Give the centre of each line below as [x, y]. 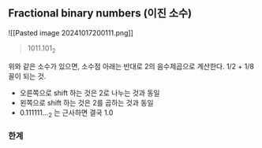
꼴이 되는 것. [27, 76]
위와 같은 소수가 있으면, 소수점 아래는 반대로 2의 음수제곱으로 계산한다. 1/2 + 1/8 [131, 66]
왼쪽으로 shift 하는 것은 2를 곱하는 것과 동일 [86, 102]
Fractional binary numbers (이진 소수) [100, 13]
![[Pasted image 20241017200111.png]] [71, 32]
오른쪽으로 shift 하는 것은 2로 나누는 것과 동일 [90, 93]
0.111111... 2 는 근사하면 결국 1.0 [66, 113]
